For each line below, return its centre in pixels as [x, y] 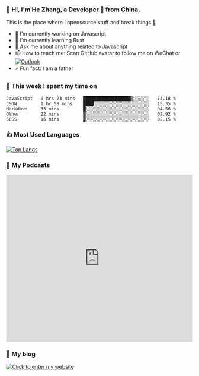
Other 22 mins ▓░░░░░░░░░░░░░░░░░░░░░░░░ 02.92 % [91, 114]
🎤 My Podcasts [28, 165]
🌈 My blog [21, 354]
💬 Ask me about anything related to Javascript [71, 46]
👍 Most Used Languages [43, 134]
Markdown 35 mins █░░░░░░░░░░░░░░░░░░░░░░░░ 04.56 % [91, 109]
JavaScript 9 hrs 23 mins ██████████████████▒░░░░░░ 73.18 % [91, 98]
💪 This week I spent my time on [52, 86]
